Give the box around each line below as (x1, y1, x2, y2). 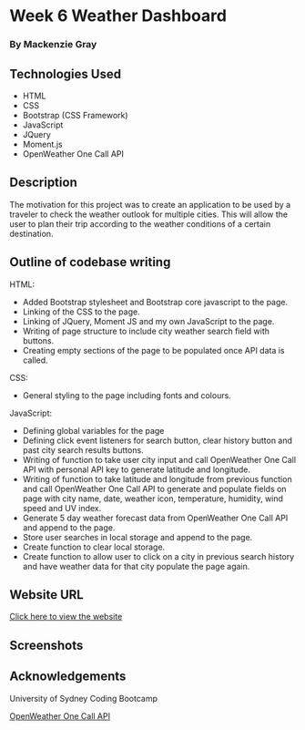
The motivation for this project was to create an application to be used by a (9, 199, 291, 210)
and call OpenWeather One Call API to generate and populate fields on (22, 483, 287, 494)
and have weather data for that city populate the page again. (22, 560, 250, 571)
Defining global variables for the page (22, 425, 165, 436)
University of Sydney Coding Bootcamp (9, 693, 158, 704)
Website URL (9, 587, 84, 602)
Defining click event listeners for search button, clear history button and (22, 435, 293, 446)
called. (22, 355, 48, 365)
